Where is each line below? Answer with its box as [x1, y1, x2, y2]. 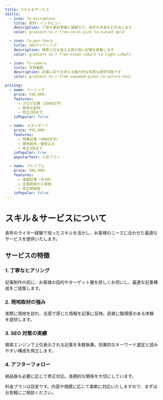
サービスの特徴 [5, 252, 50, 260]
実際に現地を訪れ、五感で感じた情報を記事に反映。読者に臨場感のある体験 [5, 311, 154, 317]
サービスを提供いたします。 [5, 236, 60, 242]
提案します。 [17, 285, 43, 291]
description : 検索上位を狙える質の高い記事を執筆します [14, 47, 114, 52]
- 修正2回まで [17, 110, 43, 115]
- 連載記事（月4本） [17, 177, 54, 182]
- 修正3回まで [17, 146, 43, 151]
